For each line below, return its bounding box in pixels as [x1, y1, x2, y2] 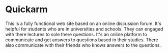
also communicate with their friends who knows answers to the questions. [5, 42, 161, 48]
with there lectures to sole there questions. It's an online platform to [5, 31, 148, 37]
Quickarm [5, 4, 48, 15]
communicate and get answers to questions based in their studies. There [5, 37, 159, 43]
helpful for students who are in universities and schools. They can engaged [5, 25, 163, 32]
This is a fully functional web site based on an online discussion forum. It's [5, 20, 162, 26]
